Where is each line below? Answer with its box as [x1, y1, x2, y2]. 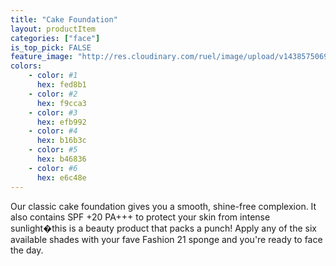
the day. [10, 244, 44, 256]
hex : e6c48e [36, 172, 87, 183]
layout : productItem [10, 24, 97, 34]
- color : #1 [28, 71, 78, 81]
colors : [10, 61, 43, 71]
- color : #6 [28, 163, 78, 173]
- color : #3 [28, 107, 78, 118]
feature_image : [10, 52, 74, 62]
